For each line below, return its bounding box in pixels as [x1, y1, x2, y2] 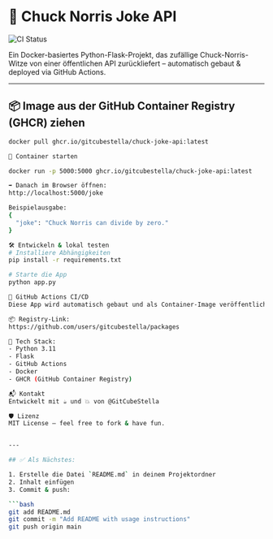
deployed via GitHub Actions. [8, 67, 106, 76]
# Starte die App [8, 271, 67, 279]
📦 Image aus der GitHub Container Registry [8, 99, 236, 113]
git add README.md [8, 507, 71, 516]
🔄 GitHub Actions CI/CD [8, 293, 89, 301]
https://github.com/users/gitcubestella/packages [8, 322, 180, 331]
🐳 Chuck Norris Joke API [8, 7, 177, 26]
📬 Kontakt [8, 390, 45, 398]
